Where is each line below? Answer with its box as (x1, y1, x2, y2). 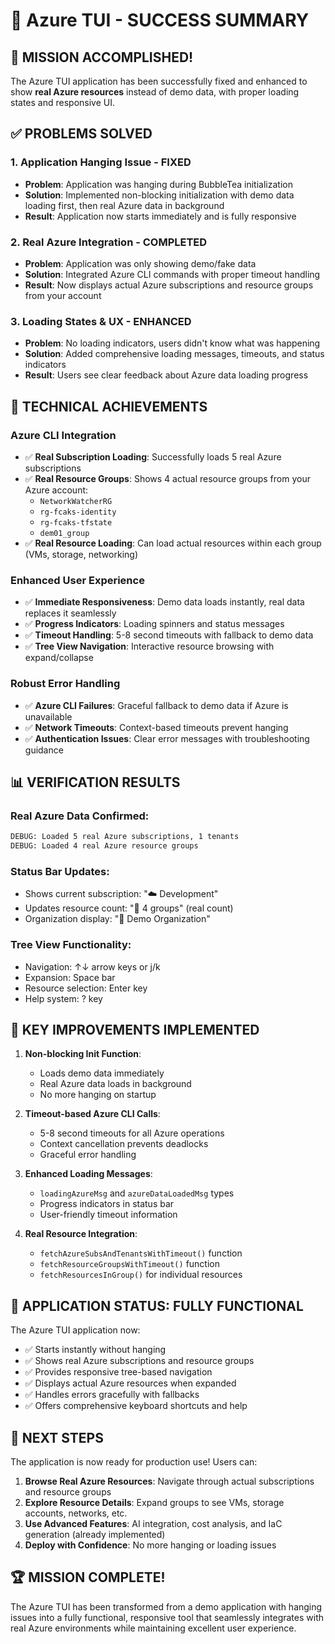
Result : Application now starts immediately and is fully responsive (24, 210, 297, 222)
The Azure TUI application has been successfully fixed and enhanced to (10, 75, 308, 87)
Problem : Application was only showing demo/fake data (24, 257, 257, 269)
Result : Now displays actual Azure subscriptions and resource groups (24, 279, 314, 291)
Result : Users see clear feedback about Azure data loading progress (24, 369, 309, 381)
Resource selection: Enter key (24, 982, 148, 994)
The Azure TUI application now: (10, 1324, 141, 1336)
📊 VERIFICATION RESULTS (10, 774, 181, 791)
